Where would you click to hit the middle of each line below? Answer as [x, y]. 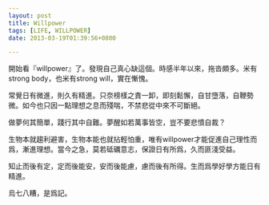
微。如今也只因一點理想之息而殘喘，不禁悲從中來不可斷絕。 [106, 105]
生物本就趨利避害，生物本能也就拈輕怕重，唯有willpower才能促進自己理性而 [133, 140]
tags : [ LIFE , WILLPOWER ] [50, 30]
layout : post [30, 16]
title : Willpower [37, 23]
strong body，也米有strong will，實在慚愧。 [80, 79]
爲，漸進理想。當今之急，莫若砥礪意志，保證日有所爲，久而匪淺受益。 [124, 149]
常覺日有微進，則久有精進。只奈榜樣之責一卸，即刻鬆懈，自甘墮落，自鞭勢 [131, 96]
